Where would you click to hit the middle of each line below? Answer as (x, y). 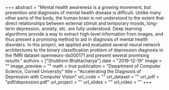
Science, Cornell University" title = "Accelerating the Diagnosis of (73, 71)
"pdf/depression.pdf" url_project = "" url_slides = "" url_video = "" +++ (79, 82)
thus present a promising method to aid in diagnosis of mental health (77, 39)
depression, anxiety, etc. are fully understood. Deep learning (79, 29)
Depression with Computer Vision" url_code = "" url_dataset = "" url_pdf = (82, 77)
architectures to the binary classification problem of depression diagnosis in (84, 50)
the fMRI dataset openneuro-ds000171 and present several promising (77, 55)
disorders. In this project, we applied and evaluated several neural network (83, 44)
